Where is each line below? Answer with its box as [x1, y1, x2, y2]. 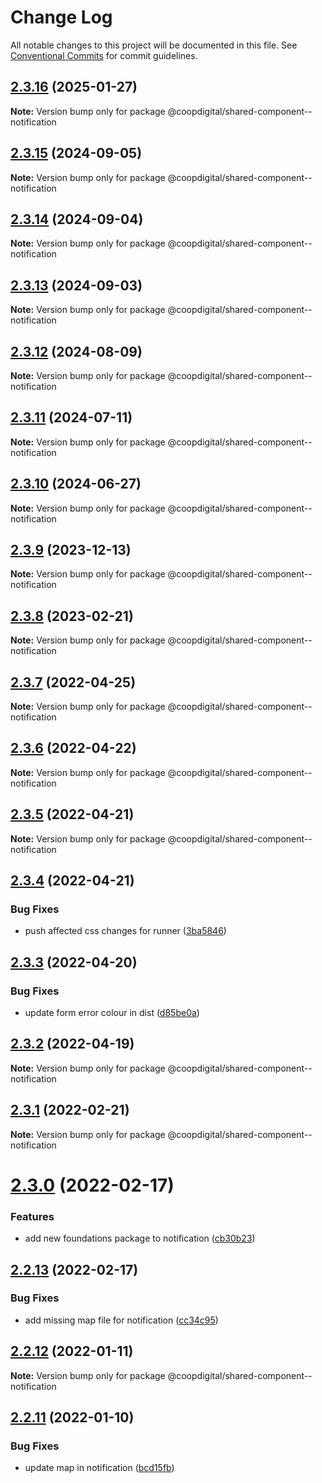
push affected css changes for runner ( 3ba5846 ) [24, 925, 227, 937]
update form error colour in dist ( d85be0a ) [24, 1007, 200, 1019]
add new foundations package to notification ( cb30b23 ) [24, 1232, 256, 1245]
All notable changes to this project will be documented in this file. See [10, 39, 298, 51]
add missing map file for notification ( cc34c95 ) [24, 1314, 219, 1326]
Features [10, 1209, 55, 1223]
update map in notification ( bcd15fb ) [24, 1462, 175, 1474]
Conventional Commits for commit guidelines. [10, 49, 198, 61]
